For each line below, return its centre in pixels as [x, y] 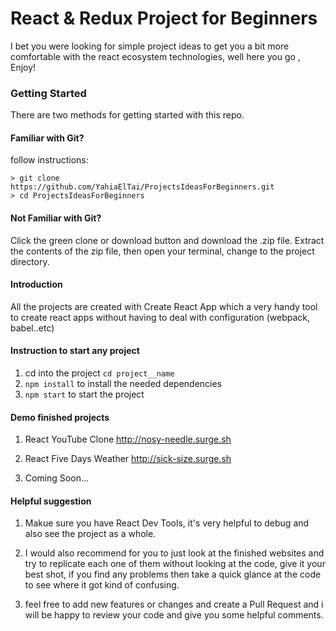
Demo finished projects [60, 417]
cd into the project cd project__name [99, 373]
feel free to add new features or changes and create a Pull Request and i [174, 604]
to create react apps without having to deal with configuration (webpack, [160, 317]
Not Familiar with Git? [56, 218]
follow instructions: [49, 160]
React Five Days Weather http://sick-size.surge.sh [128, 459]
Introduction [36, 284]
